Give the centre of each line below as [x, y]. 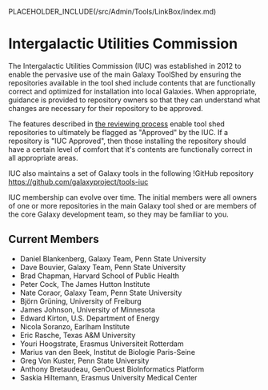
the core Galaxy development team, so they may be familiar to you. [119, 214]
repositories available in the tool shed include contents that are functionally [132, 82]
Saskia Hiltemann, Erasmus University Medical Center [108, 377]
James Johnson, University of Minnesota [88, 309]
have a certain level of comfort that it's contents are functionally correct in [131, 149]
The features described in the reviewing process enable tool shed [117, 124]
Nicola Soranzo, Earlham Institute [75, 326]
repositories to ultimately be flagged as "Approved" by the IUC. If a [118, 132]
